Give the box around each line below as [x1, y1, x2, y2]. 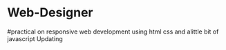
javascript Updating [7, 34, 64, 42]
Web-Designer [7, 5, 93, 21]
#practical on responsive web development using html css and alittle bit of [7, 27, 219, 36]
